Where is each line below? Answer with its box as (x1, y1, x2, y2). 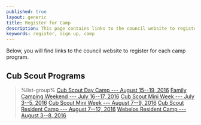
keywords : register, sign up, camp (6, 31, 95, 37)
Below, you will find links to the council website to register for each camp (6, 47, 186, 54)
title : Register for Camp (6, 20, 71, 26)
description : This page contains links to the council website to (6, 25, 175, 32)
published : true (6, 8, 47, 15)
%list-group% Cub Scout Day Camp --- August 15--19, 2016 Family (20, 86, 187, 93)
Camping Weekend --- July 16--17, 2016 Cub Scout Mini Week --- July (20, 93, 194, 100)
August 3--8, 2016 (20, 111, 67, 119)
